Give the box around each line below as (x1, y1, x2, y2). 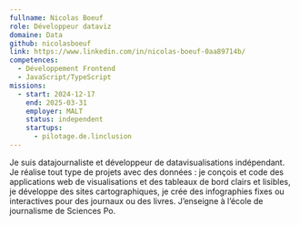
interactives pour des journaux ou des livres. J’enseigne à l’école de (9, 195, 264, 206)
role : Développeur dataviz (9, 22, 112, 31)
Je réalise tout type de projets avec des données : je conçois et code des (9, 166, 285, 178)
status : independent (25, 115, 104, 124)
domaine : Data (9, 30, 64, 39)
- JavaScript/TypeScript (17, 73, 112, 82)
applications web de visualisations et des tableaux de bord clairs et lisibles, (9, 176, 291, 187)
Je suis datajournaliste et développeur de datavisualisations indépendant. (9, 157, 285, 168)
